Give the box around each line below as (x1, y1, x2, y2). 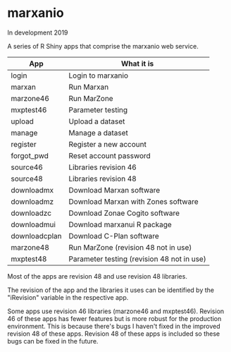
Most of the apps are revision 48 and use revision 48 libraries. (7, 272, 188, 280)
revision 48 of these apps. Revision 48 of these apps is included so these (7, 329, 220, 338)
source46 (11, 162, 44, 172)
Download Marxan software (68, 185, 161, 195)
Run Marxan (68, 82, 109, 92)
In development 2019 (7, 28, 68, 37)
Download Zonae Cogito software (68, 208, 180, 218)
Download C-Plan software (68, 231, 160, 241)
